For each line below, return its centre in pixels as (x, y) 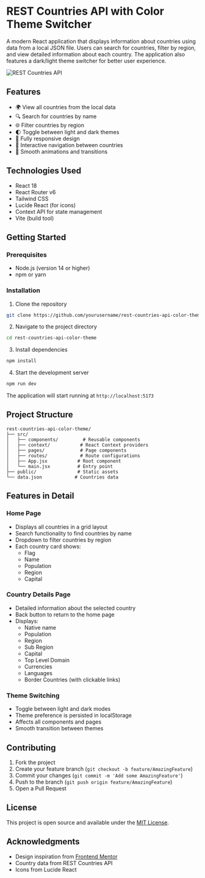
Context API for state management (59, 211)
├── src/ (17, 434)
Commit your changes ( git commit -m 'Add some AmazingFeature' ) (99, 775)
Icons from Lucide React (46, 869)
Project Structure (40, 415)
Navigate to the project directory (56, 327)
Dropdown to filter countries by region (63, 540)
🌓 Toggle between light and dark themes (67, 132)
